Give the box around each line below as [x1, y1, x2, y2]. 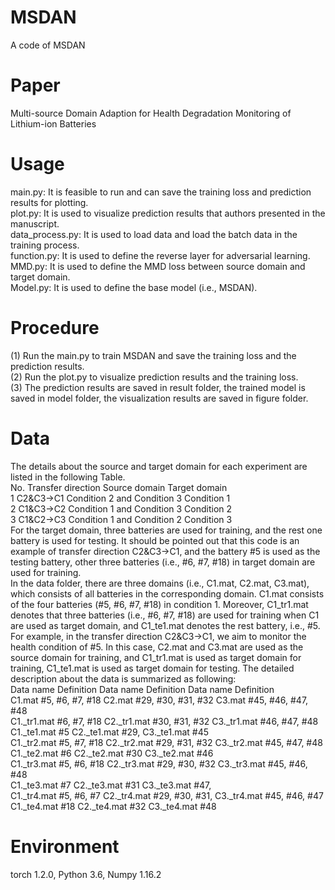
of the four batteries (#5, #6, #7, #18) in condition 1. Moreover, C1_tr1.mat [10, 598, 309, 610]
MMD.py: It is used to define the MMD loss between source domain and [10, 260, 306, 272]
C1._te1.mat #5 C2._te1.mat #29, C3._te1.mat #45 [10, 726, 210, 738]
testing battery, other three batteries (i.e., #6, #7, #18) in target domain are [10, 556, 316, 568]
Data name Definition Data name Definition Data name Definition [10, 683, 275, 695]
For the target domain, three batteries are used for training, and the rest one [10, 524, 323, 536]
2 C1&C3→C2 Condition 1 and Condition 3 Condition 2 [10, 502, 233, 515]
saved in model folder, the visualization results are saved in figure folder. [10, 392, 309, 404]
